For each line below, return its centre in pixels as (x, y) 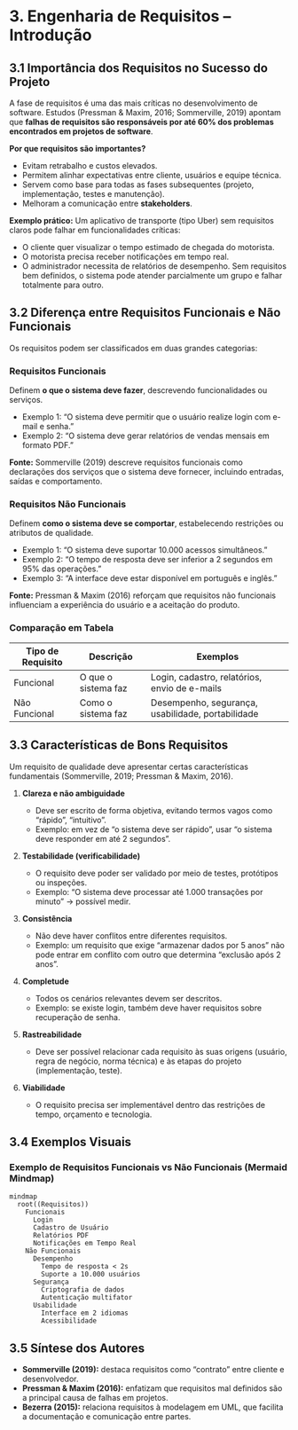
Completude (45, 981)
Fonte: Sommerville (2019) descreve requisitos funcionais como (126, 462)
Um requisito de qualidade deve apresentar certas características (129, 766)
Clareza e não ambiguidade (74, 793)
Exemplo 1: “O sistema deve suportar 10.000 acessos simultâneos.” (145, 550)
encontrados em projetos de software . (81, 131)
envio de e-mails (186, 687)
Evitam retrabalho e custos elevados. (90, 165)
